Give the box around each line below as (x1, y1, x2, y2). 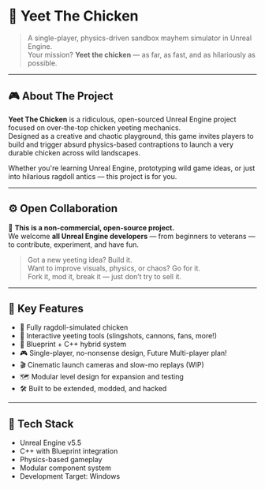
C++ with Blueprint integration (19, 446, 118, 456)
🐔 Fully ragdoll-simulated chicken (19, 323, 129, 332)
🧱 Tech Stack (8, 417, 74, 431)
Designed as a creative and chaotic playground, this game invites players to (8, 131, 254, 140)
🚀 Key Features (8, 301, 84, 315)
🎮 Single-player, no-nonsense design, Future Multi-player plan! (19, 349, 227, 358)
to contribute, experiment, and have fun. (8, 240, 140, 249)
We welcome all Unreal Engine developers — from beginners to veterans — (8, 231, 256, 241)
